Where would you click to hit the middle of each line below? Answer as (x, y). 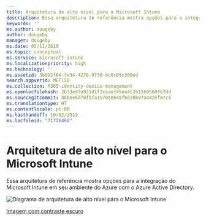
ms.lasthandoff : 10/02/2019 (42, 115)
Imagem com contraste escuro (45, 211)
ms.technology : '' (30, 69)
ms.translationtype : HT (37, 103)
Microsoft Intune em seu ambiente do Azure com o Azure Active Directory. (100, 187)
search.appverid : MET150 (38, 80)
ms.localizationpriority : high (46, 63)
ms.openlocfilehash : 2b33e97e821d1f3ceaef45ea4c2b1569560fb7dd (89, 92)
